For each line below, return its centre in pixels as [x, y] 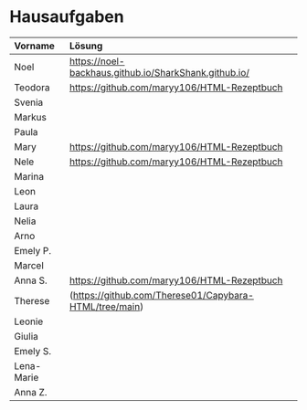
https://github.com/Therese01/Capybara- [163, 295]
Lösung [86, 46]
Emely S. [33, 351]
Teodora [32, 87]
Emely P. [33, 250]
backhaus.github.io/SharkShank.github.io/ [159, 72]
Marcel [29, 265]
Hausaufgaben [67, 17]
